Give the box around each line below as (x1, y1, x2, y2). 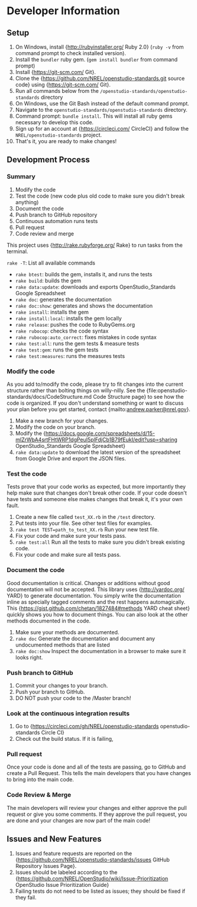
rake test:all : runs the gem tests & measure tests (15, 340, 140, 347)
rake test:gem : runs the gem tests (15, 346, 99, 353)
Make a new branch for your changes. (15, 417, 108, 424)
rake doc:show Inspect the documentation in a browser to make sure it (15, 647, 186, 654)
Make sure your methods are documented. (15, 628, 120, 635)
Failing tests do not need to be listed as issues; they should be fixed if (15, 887, 186, 895)
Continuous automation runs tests (15, 217, 98, 224)
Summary (7, 173, 36, 181)
